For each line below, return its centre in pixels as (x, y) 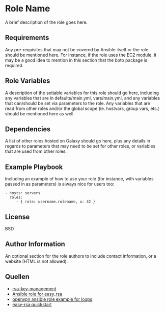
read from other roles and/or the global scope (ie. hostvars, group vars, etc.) (82, 108)
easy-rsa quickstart (32, 304)
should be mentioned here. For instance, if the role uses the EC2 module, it (81, 55)
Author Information (35, 244)
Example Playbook (34, 167)
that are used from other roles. (36, 151)
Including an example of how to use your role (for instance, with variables (79, 179)
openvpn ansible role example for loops (52, 299)
